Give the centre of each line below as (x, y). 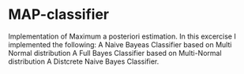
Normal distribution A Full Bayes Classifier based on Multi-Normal (115, 53)
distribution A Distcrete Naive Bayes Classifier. (84, 61)
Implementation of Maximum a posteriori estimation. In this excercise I (122, 36)
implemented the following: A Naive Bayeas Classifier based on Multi (120, 44)
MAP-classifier (58, 15)
